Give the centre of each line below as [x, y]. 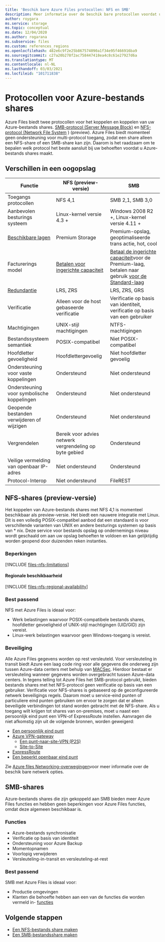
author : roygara [22, 19]
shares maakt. [39, 153]
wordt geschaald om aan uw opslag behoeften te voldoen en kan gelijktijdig [82, 536]
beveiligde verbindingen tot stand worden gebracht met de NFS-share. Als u [82, 706]
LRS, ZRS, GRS [127, 290]
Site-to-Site [31, 747]
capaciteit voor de [130, 257]
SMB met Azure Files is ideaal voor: [41, 882]
